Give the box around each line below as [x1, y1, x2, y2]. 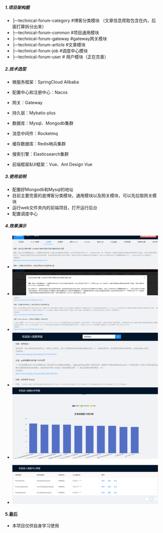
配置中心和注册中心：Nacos [12, 89, 68, 95]
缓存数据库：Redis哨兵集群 [12, 141, 66, 146]
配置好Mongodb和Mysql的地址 [12, 187, 74, 192]
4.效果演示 [5, 223, 27, 229]
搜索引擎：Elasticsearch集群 [12, 151, 69, 157]
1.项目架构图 [5, 4, 30, 10]
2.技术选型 [5, 66, 27, 72]
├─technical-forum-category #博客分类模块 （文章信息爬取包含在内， [12, 17, 152, 23]
